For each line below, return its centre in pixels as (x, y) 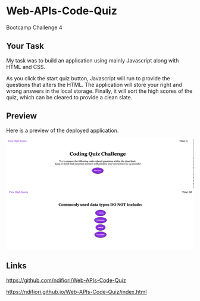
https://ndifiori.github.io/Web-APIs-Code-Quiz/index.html (76, 291)
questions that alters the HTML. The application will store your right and (94, 84)
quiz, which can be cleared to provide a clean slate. (69, 97)
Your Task (25, 46)
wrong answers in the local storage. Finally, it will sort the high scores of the (99, 91)
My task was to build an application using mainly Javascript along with (93, 60)
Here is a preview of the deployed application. (62, 130)
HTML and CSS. (26, 67)
